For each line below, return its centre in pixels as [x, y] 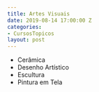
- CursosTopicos [31, 33]
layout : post [26, 40]
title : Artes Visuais [39, 14]
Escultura [31, 75]
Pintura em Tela [40, 82]
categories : [24, 27]
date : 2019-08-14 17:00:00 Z [49, 20]
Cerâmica [31, 60]
